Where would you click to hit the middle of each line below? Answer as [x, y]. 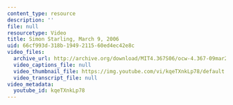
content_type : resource [42, 13]
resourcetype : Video [37, 33]
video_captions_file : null [52, 65]
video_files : [26, 52]
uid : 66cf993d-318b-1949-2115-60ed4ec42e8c [71, 46]
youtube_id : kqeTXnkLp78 [49, 90]
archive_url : [32, 59]
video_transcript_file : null [55, 78]
